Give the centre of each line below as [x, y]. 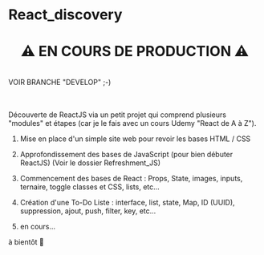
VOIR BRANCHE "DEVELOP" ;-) [60, 83]
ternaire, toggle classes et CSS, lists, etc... [90, 187]
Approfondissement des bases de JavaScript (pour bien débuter [126, 155]
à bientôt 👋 [26, 242]
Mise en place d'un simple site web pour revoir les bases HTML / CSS [135, 139]
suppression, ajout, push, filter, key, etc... [88, 211]
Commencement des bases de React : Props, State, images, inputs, [131, 179]
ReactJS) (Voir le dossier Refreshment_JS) [90, 163]
